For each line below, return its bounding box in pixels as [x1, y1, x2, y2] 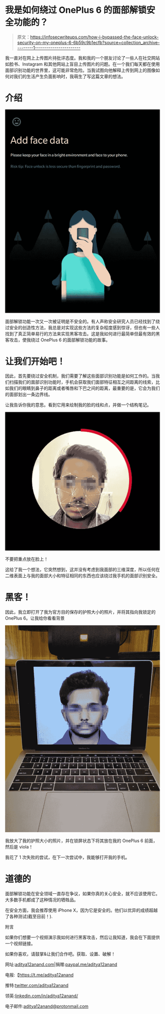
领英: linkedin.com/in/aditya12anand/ [5, 993, 79, 999]
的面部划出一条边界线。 [5, 392, 53, 397]
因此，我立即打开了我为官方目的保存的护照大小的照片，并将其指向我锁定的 [5, 609, 156, 615]
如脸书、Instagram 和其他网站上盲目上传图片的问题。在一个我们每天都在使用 [5, 61, 160, 67]
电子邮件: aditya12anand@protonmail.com [5, 1003, 89, 1009]
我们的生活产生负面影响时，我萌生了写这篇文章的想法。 [13, 73, 126, 79]
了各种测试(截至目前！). [5, 913, 53, 919]
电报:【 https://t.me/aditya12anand [5, 972, 74, 978]
